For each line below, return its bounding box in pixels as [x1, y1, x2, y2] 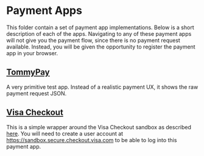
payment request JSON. [6, 89, 67, 97]
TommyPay [6, 67, 50, 78]
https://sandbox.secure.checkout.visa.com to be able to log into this [6, 136, 177, 143]
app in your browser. [6, 49, 58, 56]
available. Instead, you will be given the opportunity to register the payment [6, 43, 196, 50]
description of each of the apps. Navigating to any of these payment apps [6, 30, 192, 37]
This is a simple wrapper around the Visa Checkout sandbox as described [6, 123, 192, 131]
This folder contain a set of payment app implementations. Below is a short [6, 24, 194, 31]
